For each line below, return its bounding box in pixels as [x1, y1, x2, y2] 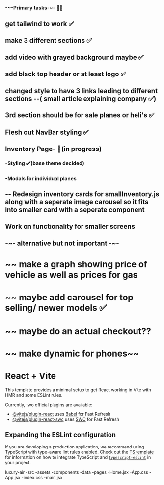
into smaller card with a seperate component [5, 206, 145, 214]
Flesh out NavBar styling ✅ [5, 128, 89, 136]
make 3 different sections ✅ [5, 37, 92, 45]
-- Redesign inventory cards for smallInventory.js [5, 190, 160, 199]
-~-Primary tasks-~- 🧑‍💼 [5, 4, 63, 11]
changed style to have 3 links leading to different [5, 86, 158, 95]
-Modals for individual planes [5, 175, 77, 182]
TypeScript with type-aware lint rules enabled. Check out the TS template [5, 449, 154, 455]
